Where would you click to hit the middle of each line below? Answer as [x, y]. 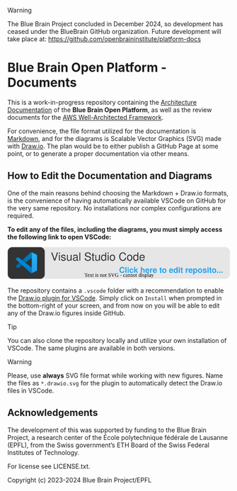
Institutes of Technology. [44, 452]
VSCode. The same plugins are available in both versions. [91, 348]
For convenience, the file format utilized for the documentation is [102, 131]
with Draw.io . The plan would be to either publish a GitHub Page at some [113, 146]
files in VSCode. [31, 390]
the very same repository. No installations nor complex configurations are [114, 208]
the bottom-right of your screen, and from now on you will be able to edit [114, 305]
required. [21, 215]
